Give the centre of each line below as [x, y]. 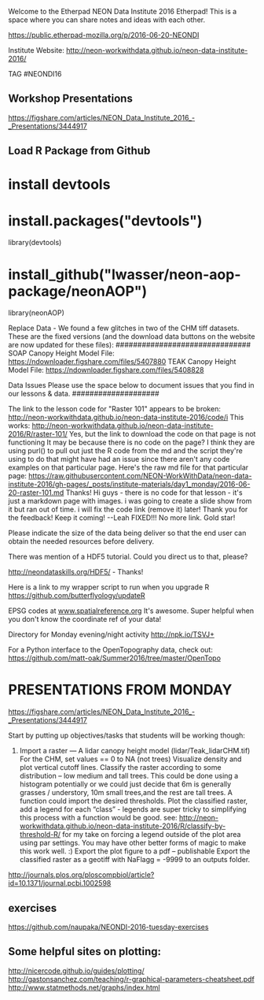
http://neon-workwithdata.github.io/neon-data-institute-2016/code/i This [126, 418]
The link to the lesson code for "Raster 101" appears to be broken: [115, 409]
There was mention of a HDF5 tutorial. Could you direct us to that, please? [128, 557]
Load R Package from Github [79, 151]
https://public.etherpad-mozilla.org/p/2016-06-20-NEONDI [104, 35]
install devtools [59, 185]
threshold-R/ [40, 835]
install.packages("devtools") [105, 221]
